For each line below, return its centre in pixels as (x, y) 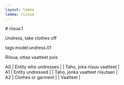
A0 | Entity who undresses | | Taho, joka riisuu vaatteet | (62, 67)
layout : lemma (20, 10)
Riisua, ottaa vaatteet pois (31, 57)
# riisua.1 (14, 28)
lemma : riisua (20, 14)
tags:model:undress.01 (28, 47)
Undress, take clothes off (31, 38)
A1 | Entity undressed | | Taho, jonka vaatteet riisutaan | (62, 72)
